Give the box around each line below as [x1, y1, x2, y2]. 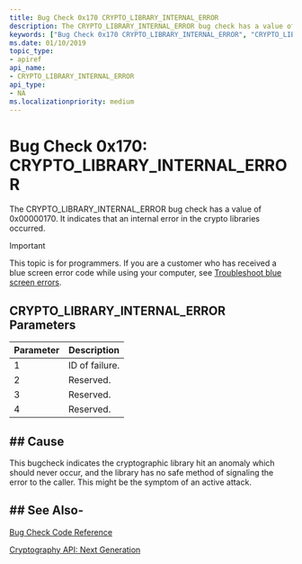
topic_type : [9, 47, 54, 56]
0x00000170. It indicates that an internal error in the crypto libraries [9, 214, 261, 224]
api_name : [9, 64, 47, 73]
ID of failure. [67, 359, 120, 372]
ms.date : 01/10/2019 [9, 38, 87, 48]
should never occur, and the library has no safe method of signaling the [9, 467, 274, 478]
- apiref [9, 55, 42, 64]
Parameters [9, 317, 76, 332]
